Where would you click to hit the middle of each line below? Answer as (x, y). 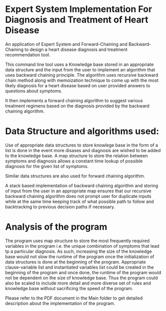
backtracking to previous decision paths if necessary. (60, 207)
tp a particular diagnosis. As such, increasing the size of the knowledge (79, 251)
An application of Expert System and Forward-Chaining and (67, 44)
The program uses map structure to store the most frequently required (78, 241)
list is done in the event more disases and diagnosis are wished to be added (83, 150)
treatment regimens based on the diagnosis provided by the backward (77, 106)
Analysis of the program (56, 227)
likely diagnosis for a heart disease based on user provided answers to (78, 85)
